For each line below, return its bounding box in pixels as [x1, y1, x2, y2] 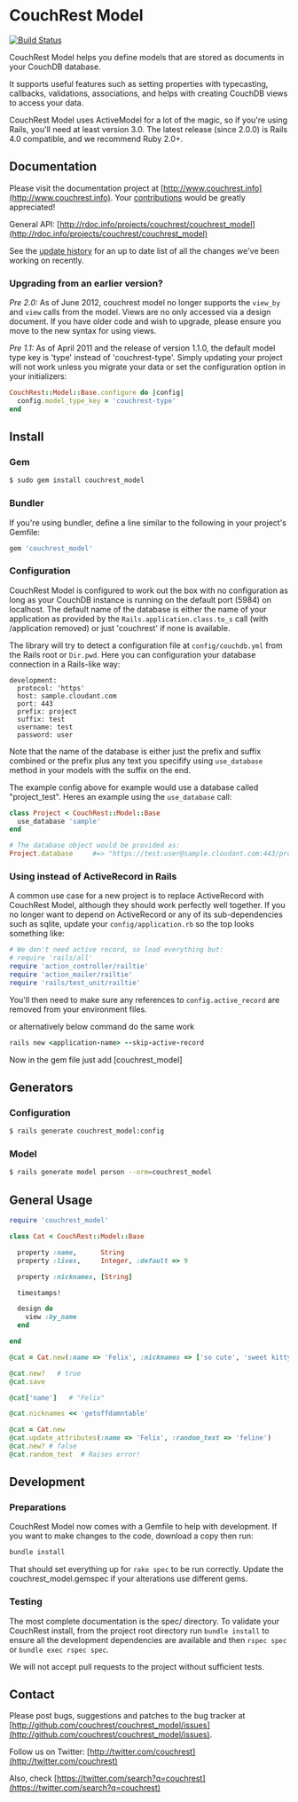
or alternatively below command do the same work [9, 1021, 195, 1031]
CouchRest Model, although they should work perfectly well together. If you [9, 900, 286, 911]
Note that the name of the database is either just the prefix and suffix [9, 746, 262, 756]
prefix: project [17, 707, 77, 715]
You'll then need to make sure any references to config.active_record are [9, 994, 280, 1005]
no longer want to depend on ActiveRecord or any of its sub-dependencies [9, 909, 284, 920]
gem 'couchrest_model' [9, 543, 93, 553]
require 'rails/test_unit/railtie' [9, 978, 141, 987]
